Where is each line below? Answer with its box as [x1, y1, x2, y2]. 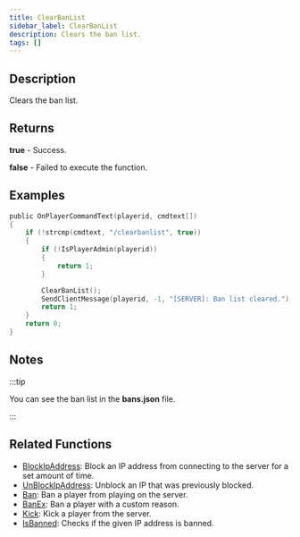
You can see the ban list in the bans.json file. [9, 393, 176, 404]
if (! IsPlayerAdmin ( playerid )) [41, 245, 158, 254]
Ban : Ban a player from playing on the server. [21, 489, 188, 499]
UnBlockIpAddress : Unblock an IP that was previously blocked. [21, 480, 254, 490]
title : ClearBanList [9, 13, 87, 22]
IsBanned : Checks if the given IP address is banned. [21, 517, 214, 528]
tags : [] [9, 38, 42, 47]
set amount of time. [21, 470, 95, 481]
